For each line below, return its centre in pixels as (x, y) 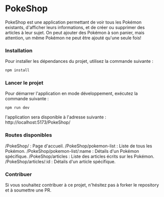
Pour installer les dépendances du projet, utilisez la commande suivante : (79, 61)
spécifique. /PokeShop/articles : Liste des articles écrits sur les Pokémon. (80, 156)
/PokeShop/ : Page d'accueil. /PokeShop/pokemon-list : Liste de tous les (79, 146)
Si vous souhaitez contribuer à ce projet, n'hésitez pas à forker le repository (82, 185)
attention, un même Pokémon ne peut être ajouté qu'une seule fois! (73, 38)
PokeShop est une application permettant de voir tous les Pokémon (73, 22)
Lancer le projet (24, 83)
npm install (17, 70)
